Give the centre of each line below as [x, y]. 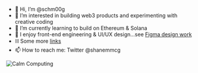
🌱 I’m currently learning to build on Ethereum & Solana [81, 28]
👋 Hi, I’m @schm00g [40, 9]
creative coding [34, 22]
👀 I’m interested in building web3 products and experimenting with [96, 15]
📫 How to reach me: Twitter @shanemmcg [67, 50]
